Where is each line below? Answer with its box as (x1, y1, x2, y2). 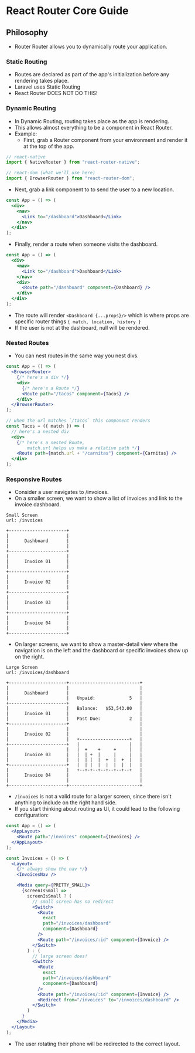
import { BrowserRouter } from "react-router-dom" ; (6, 175, 135, 181)
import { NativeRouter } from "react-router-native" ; (6, 160, 141, 165)
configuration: (14, 811, 49, 819)
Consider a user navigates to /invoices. (14, 489, 110, 496)
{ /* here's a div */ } (16, 374, 69, 381)
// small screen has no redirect (32, 899, 114, 905)
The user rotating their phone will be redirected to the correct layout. (14, 1040, 180, 1047)
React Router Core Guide (6, 4, 129, 18)
